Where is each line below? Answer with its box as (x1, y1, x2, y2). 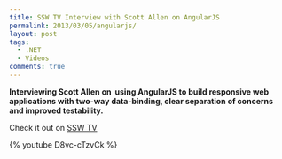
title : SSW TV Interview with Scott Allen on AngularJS (9, 12, 220, 22)
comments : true (9, 63, 66, 72)
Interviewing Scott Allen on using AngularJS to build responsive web (9, 86, 270, 97)
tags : (9, 37, 29, 47)
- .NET (17, 46, 42, 55)
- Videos (17, 54, 50, 63)
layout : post (9, 29, 58, 38)
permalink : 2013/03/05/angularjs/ (9, 21, 137, 30)
